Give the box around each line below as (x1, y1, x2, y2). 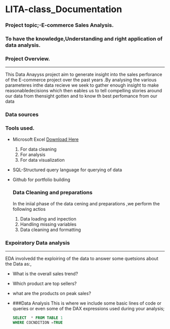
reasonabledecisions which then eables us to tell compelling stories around (5, 88, 162, 94)
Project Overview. (5, 55, 51, 62)
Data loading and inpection (20, 215, 77, 222)
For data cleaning (20, 146, 57, 152)
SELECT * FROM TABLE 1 (12, 315, 63, 320)
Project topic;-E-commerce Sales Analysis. (5, 22, 114, 29)
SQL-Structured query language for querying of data (12, 166, 122, 173)
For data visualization (20, 157, 65, 163)
